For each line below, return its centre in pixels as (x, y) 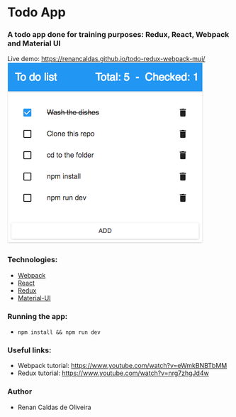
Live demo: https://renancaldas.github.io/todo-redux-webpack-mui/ (106, 59)
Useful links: (29, 350)
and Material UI (34, 43)
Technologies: (33, 260)
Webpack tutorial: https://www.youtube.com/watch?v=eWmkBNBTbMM (122, 366)
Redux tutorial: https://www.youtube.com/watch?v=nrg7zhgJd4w (113, 373)
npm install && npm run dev (59, 332)
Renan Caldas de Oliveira (54, 407)
